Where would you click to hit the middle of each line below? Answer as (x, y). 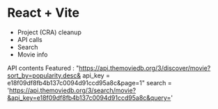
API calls (30, 39)
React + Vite (44, 13)
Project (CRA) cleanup (49, 32)
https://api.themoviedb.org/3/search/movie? (73, 90)
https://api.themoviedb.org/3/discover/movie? (145, 68)
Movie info (32, 54)
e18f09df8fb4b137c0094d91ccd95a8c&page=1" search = (89, 82)
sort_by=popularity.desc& (44, 75)
